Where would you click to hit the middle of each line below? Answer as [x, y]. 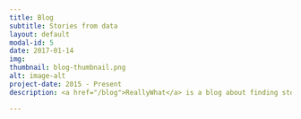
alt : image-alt [38, 76]
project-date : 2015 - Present [66, 84]
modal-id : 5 [31, 42]
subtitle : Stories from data [64, 26]
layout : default [39, 34]
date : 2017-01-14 [42, 51]
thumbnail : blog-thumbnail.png [68, 68]
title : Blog [31, 17]
